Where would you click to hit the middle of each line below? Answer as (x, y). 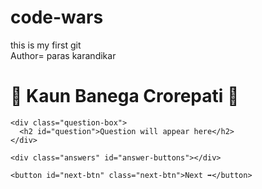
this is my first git (46, 45)
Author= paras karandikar (63, 55)
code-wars (57, 17)
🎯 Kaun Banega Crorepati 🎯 (125, 96)
